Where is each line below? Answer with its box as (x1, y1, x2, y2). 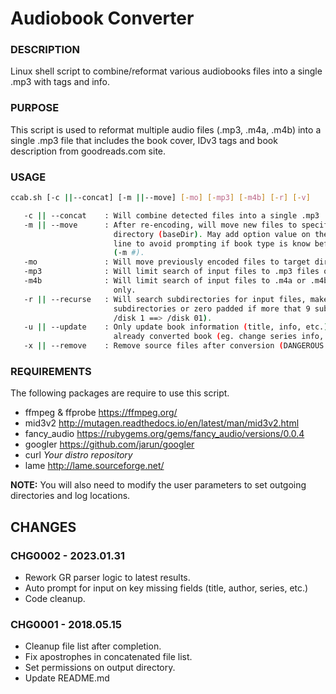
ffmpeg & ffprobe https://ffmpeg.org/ (24, 407, 178, 419)
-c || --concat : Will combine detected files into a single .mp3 (23, 210, 320, 221)
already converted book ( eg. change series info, (113, 332, 325, 342)
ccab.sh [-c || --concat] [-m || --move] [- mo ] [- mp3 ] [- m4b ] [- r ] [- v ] (10, 193, 311, 203)
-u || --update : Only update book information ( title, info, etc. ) (23, 322, 329, 332)
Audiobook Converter (10, 7, 195, 30)
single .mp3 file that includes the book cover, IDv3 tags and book (10, 134, 278, 146)
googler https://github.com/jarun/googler (24, 438, 195, 451)
